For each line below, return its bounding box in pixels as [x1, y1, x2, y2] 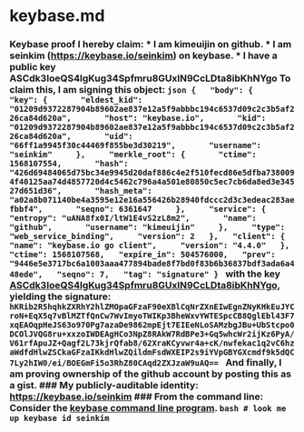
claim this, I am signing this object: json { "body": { [9, 84, 254, 96]
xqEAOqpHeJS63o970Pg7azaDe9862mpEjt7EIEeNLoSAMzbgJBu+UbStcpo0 [9, 320, 295, 330]
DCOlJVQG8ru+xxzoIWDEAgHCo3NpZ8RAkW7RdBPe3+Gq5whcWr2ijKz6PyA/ [9, 329, 295, 339]
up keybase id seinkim [9, 413, 110, 424]
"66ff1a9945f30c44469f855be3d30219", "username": [9, 140, 261, 151]
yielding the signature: [9, 290, 112, 303]
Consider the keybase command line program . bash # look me [9, 402, 287, 415]
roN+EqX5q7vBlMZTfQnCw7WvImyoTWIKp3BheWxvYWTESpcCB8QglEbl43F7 [9, 311, 295, 321]
